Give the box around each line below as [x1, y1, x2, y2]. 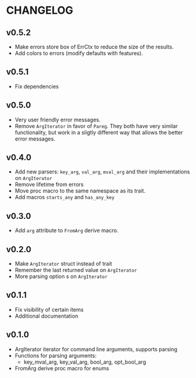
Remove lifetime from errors [14, 181, 84, 188]
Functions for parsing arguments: [14, 352, 97, 359]
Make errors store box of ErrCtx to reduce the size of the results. [14, 43, 174, 50]
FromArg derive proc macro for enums [14, 364, 109, 371]
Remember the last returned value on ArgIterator [14, 267, 137, 274]
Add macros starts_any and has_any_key [14, 194, 115, 201]
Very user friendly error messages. [14, 116, 101, 123]
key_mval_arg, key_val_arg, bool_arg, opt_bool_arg [23, 358, 147, 365]
